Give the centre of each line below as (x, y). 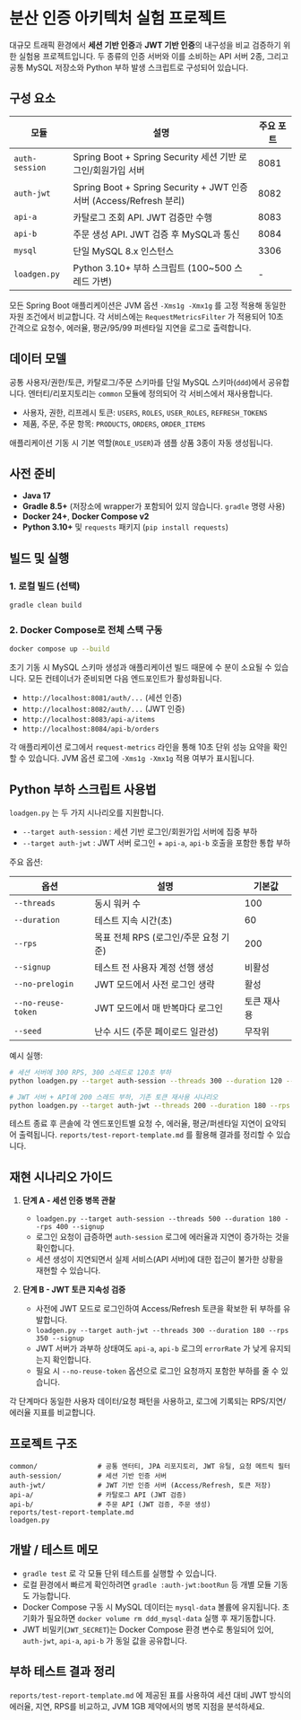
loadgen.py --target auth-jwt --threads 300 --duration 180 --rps (162, 1331)
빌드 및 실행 (39, 558)
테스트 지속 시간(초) (133, 920)
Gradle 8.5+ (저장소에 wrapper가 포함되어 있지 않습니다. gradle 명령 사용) (154, 506)
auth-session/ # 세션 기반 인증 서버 (88, 1476)
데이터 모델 (38, 359)
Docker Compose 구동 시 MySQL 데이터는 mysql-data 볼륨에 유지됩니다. (151, 1607)
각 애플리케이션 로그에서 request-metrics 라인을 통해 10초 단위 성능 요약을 (140, 747)
